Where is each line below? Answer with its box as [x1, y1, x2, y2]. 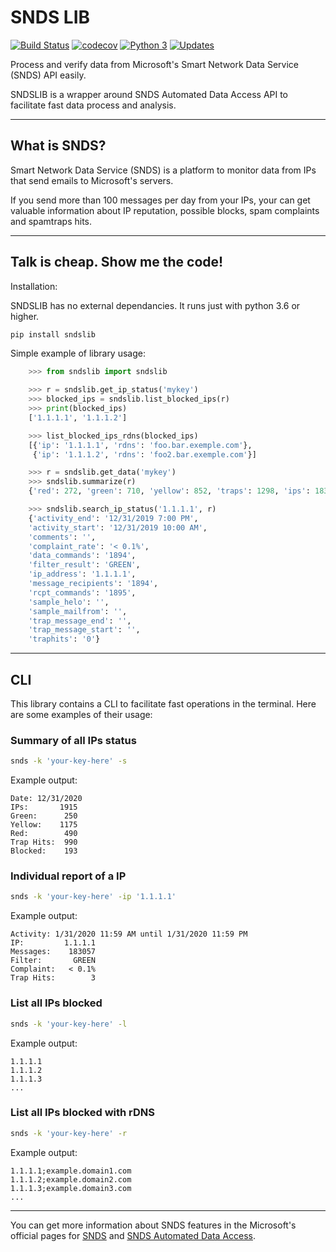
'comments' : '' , [28, 532, 97, 542]
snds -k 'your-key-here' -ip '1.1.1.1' [10, 892, 177, 902]
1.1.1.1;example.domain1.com [10, 1166, 132, 1176]
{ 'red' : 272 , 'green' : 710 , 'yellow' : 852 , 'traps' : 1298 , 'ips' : [28, 486, 311, 496]
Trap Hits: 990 [10, 837, 78, 848]
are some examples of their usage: [10, 709, 153, 720]
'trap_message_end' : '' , [28, 616, 132, 626]
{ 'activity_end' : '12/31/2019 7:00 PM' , [28, 513, 199, 523]
